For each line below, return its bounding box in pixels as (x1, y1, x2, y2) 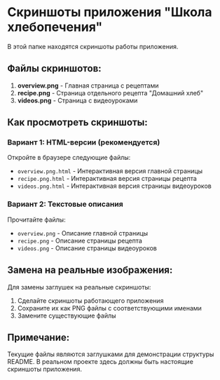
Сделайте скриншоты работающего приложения (17, 296, 164, 305)
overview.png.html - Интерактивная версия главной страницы (17, 167, 203, 175)
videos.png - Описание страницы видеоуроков (17, 243, 158, 252)
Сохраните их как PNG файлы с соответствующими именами (17, 304, 202, 312)
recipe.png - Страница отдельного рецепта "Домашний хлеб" (17, 88, 204, 97)
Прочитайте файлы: (7, 215, 66, 224)
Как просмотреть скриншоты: (7, 116, 149, 128)
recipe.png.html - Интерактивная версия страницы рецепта (17, 175, 198, 183)
